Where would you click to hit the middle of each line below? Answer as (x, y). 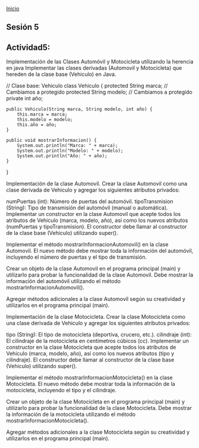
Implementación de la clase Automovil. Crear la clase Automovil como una (97, 184)
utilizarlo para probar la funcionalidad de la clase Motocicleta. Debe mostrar (99, 408)
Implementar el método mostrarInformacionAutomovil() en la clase (87, 244)
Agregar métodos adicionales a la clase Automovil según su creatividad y (96, 299)
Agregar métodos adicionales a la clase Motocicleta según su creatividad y (98, 432)
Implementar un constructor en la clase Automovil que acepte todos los (94, 214)
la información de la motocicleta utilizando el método (71, 414)
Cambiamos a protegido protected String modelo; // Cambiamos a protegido (99, 92)
